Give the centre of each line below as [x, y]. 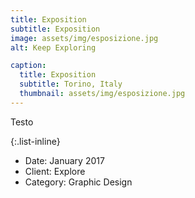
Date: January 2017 [64, 160]
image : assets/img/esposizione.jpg [84, 38]
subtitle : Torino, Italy [71, 84]
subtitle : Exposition [55, 29]
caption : [28, 66]
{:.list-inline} [35, 141]
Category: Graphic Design [78, 182]
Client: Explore [55, 171]
